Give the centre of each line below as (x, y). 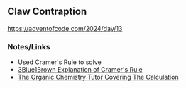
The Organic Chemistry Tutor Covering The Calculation (98, 77)
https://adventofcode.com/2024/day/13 (65, 28)
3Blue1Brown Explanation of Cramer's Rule (80, 70)
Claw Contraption (47, 12)
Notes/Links (29, 46)
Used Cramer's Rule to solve (59, 62)
